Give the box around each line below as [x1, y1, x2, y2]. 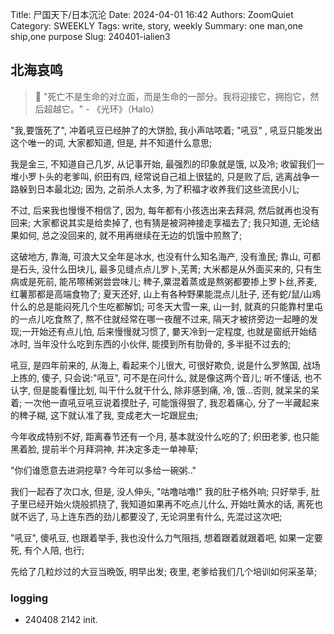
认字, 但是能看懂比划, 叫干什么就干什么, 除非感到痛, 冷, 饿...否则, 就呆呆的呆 [10, 384, 320, 396]
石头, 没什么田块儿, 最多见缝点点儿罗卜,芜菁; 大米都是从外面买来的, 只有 [18, 263, 314, 275]
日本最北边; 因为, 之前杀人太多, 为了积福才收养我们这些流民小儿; [36, 183, 300, 195]
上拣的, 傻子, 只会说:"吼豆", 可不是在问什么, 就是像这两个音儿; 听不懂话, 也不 [10, 371, 322, 383]
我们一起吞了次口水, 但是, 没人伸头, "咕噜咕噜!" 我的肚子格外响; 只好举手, [10, 485, 310, 497]
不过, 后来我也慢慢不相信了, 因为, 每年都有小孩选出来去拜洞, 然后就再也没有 [10, 204, 320, 216]
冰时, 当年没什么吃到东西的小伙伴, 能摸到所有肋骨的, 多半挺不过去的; [10, 338, 292, 350]
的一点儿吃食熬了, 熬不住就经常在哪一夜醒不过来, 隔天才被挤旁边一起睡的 [10, 313, 310, 325]
